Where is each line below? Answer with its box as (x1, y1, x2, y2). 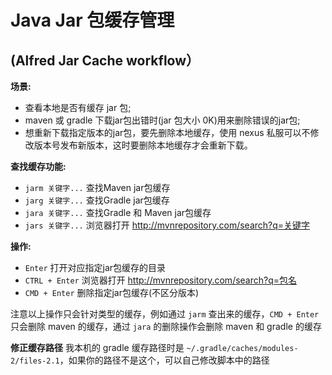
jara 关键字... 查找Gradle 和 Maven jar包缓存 (24, 207, 212, 218)
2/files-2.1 (10, 356, 60, 366)
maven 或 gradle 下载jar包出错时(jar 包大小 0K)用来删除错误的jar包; (24, 114, 301, 126)
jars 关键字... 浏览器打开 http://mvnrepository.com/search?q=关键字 (24, 219, 311, 231)
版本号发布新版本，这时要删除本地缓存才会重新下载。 (33, 139, 253, 151)
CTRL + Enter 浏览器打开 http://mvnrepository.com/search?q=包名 (24, 274, 298, 286)
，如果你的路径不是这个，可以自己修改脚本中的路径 (59, 354, 270, 366)
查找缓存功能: (10, 161, 67, 172)
